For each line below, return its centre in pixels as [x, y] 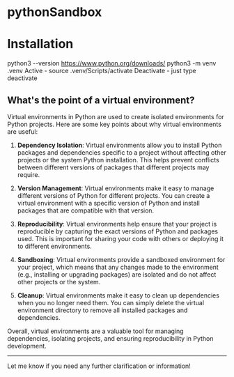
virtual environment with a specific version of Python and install [108, 203]
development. [27, 346]
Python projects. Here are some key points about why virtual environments [114, 124]
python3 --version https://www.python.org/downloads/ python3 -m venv [112, 63]
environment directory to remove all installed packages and [102, 310]
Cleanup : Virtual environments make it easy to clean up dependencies [118, 295]
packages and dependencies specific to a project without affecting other [122, 152]
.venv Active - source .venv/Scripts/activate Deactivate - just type [102, 71]
